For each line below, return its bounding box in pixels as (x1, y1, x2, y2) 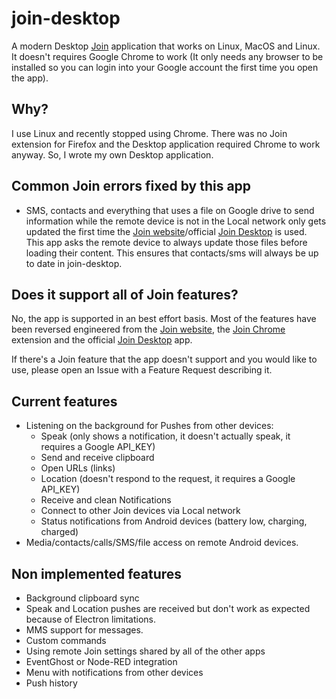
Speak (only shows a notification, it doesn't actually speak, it (40, 430, 291, 442)
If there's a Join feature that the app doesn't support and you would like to (11, 353, 318, 366)
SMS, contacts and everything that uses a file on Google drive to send (25, 204, 315, 216)
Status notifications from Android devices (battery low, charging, (40, 515, 308, 527)
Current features (11, 393, 118, 410)
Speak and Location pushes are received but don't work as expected (25, 603, 311, 614)
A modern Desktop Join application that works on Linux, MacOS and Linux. (11, 40, 321, 52)
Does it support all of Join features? (11, 286, 239, 303)
